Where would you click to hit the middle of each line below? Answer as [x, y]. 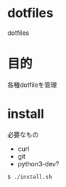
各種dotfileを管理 [32, 85]
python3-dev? [38, 164]
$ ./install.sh [30, 177]
